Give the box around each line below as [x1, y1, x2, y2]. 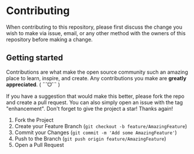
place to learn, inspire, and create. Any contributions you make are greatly [6, 74, 187, 81]
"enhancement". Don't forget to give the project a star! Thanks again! [6, 105, 173, 112]
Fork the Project [14, 116, 54, 124]
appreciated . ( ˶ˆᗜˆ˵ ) [6, 81, 61, 88]
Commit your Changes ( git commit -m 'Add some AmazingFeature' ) [14, 129, 178, 136]
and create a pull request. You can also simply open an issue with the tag [6, 98, 183, 106]
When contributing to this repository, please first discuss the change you [6, 23, 182, 30]
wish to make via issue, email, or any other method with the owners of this [6, 29, 186, 36]
